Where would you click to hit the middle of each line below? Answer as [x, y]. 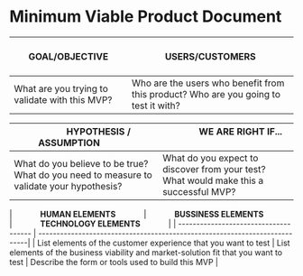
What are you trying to [61, 88]
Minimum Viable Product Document [146, 17]
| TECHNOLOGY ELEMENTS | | [93, 224]
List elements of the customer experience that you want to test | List [164, 243]
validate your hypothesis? [68, 186]
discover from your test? [214, 169]
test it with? [156, 106]
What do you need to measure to [83, 175]
